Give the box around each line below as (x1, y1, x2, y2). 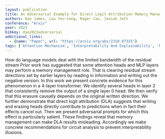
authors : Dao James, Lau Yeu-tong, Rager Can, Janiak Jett (5, 16, 129, 21)
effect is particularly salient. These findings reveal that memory (5, 114, 133, 119)
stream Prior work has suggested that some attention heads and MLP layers (5, 62, 159, 68)
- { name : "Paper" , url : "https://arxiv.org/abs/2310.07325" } (9, 39, 137, 44)
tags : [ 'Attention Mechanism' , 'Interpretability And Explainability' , (5, 43, 155, 48)
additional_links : (5, 35, 43, 40)
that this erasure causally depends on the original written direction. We (5, 93, 148, 99)
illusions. (5, 129, 23, 135)
